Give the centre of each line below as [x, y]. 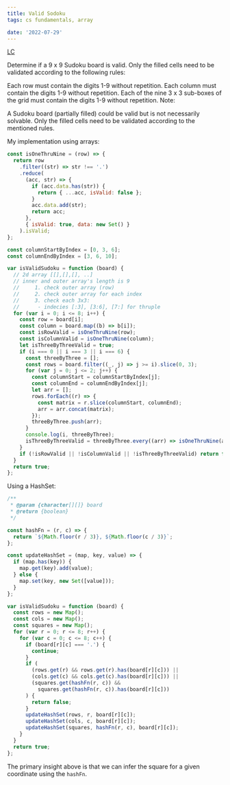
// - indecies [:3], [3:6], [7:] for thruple [87, 307]
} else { [26, 575]
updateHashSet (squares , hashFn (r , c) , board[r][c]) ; [102, 728]
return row [29, 161]
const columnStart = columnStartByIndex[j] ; [96, 377]
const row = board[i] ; [52, 320]
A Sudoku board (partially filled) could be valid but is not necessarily [103, 113]
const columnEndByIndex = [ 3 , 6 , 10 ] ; [62, 256]
